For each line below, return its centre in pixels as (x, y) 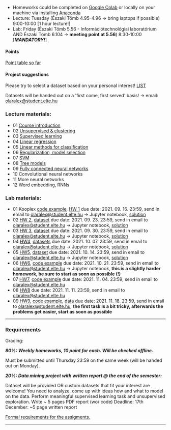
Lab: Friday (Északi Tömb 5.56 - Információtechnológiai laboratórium (84, 29)
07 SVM (21, 158)
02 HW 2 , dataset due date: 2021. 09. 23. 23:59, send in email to (80, 220)
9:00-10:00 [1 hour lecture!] (41, 23)
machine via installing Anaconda (47, 13)
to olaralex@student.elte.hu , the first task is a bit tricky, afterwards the (88, 306)
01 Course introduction (37, 125)
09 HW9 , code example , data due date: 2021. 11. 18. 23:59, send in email (88, 301)
